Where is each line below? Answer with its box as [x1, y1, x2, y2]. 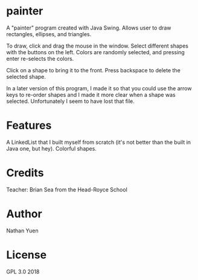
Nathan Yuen [6, 227, 39, 234]
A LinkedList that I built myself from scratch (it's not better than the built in [6, 138, 191, 146]
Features [6, 119, 52, 132]
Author [6, 207, 42, 220]
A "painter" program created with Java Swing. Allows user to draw [6, 24, 171, 31]
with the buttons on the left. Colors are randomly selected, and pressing [6, 48, 185, 55]
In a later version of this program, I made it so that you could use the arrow [6, 84, 192, 92]
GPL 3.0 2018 [6, 268, 40, 275]
